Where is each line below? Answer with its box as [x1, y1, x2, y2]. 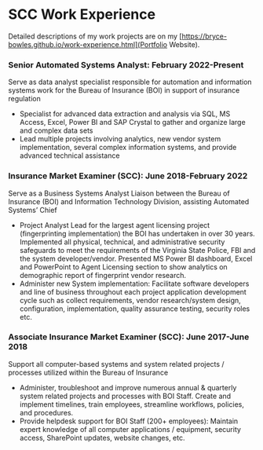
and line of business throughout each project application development [19, 287, 247, 296]
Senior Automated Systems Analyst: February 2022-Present [8, 59, 244, 70]
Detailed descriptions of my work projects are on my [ [8, 31, 182, 41]
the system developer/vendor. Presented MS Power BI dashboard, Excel [19, 254, 253, 263]
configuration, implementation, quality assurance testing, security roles [19, 304, 250, 313]
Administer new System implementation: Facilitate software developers [19, 279, 250, 288]
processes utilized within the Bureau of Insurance [8, 368, 169, 377]
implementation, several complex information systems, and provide [19, 143, 237, 152]
